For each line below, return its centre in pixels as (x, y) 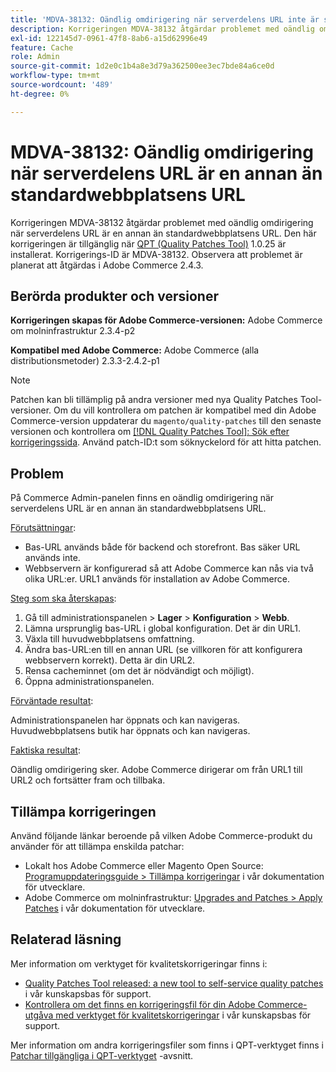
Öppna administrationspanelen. (89, 682)
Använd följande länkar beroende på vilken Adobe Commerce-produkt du (161, 835)
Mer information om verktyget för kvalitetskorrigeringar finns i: (139, 963)
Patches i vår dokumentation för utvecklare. (115, 908)
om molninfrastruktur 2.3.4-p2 (73, 331)
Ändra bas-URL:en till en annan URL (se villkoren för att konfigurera (163, 650)
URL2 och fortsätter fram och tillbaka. (88, 780)
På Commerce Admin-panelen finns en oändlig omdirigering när (142, 498)
